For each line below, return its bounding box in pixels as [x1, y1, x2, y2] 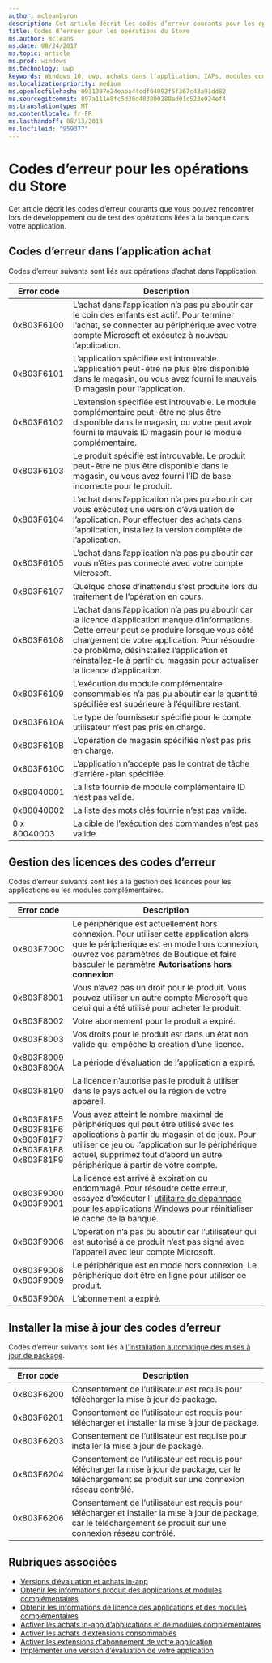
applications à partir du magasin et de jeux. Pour [72, 1129, 257, 1140]
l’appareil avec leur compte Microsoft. [72, 1246, 216, 1258]
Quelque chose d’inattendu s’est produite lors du [72, 580, 257, 592]
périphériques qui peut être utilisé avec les [72, 1119, 235, 1131]
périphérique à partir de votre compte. [72, 1160, 218, 1171]
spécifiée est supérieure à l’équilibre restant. [72, 698, 241, 709]
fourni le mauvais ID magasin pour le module [72, 426, 243, 438]
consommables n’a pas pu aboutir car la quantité [72, 688, 257, 699]
